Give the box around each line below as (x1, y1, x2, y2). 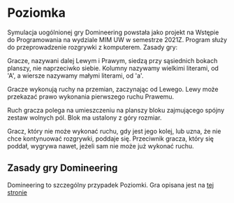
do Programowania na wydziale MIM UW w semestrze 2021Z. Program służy (7, 35, 228, 43)
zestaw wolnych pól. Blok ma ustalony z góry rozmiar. (7, 113, 162, 122)
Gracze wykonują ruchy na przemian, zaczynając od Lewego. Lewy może (7, 85, 219, 93)
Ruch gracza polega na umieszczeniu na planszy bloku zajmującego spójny (7, 106, 225, 114)
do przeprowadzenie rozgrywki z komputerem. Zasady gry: (7, 43, 178, 51)
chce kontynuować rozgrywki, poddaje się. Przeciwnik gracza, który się (7, 134, 214, 143)
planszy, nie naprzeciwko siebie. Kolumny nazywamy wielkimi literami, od (7, 64, 219, 72)
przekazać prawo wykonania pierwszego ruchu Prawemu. (7, 92, 175, 101)
